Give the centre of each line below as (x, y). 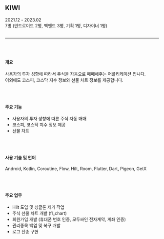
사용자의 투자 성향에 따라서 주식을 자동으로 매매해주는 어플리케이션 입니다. (75, 74)
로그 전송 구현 (25, 231)
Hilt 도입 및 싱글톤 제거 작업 (38, 207)
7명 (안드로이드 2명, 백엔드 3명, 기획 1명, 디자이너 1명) (56, 25)
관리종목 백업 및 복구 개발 (36, 225)
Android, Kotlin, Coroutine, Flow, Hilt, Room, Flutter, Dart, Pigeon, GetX (76, 169)
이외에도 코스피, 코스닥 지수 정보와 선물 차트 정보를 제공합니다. (64, 80)
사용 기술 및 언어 (20, 157)
